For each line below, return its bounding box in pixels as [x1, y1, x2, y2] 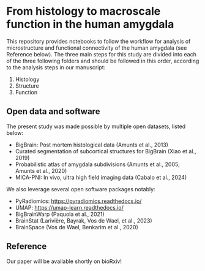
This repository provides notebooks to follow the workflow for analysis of [6, 37, 191, 45]
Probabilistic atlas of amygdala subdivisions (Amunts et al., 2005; [15, 161, 181, 168]
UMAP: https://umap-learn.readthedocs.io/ [15, 204, 124, 211]
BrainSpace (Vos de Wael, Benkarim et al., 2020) [15, 223, 139, 231]
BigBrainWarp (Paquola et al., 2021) [15, 210, 105, 218]
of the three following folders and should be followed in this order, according [6, 57, 199, 64]
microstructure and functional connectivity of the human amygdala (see [6, 44, 187, 52]
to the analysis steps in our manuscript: [6, 63, 106, 71]
